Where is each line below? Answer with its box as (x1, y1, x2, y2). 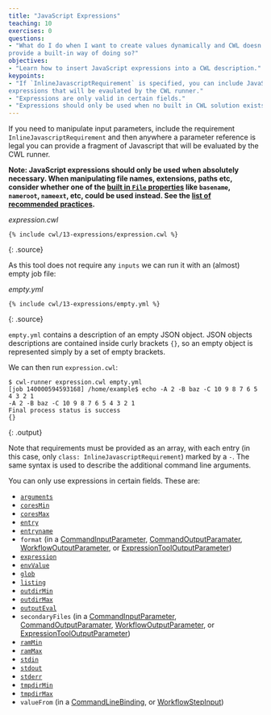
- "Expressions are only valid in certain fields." (8, 94, 186, 102)
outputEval (19, 605, 57, 613)
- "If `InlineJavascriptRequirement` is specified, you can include (8, 79, 244, 87)
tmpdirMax (19, 690, 54, 698)
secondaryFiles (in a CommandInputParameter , (19, 612, 177, 621)
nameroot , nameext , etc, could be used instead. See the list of (8, 191, 211, 201)
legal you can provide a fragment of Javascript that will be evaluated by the (8, 141, 260, 151)
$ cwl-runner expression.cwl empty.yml (8, 378, 143, 387)
